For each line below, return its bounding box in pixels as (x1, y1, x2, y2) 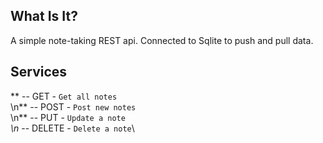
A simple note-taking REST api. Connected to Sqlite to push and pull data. (10, 34, 314, 46)
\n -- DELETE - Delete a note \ (10, 122, 135, 134)
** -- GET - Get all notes (10, 90, 118, 102)
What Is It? (10, 8, 78, 25)
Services (10, 64, 68, 81)
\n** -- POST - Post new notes (10, 100, 137, 113)
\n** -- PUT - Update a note (10, 111, 126, 123)
